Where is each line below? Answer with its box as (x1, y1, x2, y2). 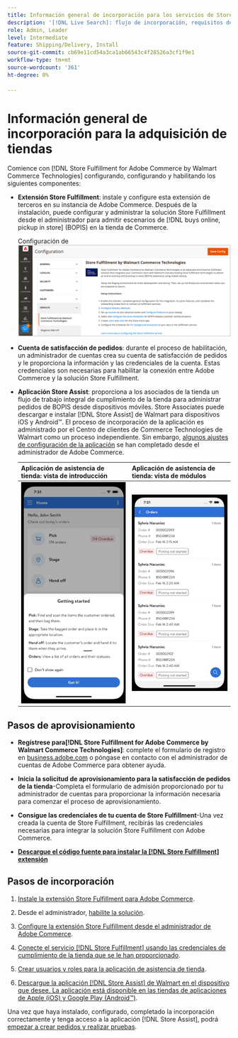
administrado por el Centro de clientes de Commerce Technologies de (17, 425, 223, 434)
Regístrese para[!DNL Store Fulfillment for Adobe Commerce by (17, 738, 209, 747)
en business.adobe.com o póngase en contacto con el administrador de (17, 754, 228, 762)
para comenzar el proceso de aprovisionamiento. (17, 797, 161, 806)
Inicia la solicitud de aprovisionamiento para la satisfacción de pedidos (17, 775, 231, 783)
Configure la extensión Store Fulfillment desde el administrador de (17, 921, 211, 931)
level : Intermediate (7, 34, 69, 41)
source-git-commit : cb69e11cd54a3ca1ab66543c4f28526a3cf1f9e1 (7, 49, 195, 56)
